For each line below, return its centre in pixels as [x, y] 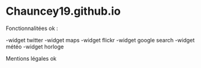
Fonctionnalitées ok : [32, 28]
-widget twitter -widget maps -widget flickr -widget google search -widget [100, 40]
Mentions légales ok [31, 58]
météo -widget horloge [35, 47]
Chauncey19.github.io [63, 11]
